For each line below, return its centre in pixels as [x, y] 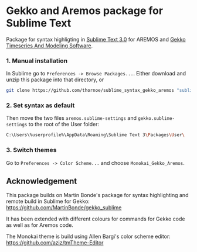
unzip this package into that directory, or [55, 80]
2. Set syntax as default [40, 105]
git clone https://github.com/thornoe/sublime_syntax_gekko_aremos [90, 91]
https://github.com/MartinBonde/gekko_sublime [64, 208]
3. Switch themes [31, 150]
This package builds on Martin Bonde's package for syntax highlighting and [97, 195]
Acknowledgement [42, 181]
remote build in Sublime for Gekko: [48, 201]
